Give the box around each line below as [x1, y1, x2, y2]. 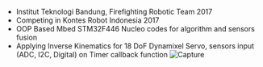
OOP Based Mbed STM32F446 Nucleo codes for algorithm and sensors [15, 24, 256, 33]
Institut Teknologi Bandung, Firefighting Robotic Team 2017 [15, 7, 213, 16]
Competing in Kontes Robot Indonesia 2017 [15, 15, 160, 25]
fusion [15, 32, 38, 42]
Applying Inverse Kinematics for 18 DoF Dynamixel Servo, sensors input [15, 41, 255, 51]
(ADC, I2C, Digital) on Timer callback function [15, 50, 168, 59]
